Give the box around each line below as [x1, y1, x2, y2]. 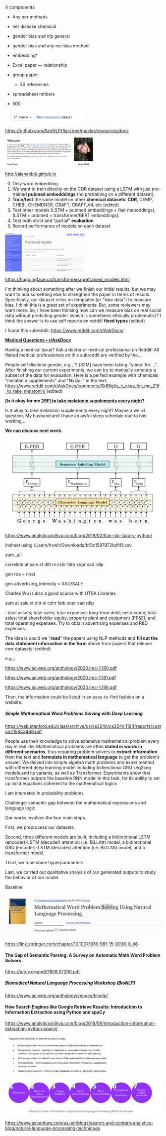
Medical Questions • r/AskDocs [5, 337, 71, 343]
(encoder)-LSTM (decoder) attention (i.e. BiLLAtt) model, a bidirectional [5, 839, 151, 845]
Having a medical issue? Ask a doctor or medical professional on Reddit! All [5, 346, 160, 352]
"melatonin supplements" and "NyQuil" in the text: [5, 377, 108, 383]
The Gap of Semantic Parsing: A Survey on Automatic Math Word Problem [5, 952, 161, 958]
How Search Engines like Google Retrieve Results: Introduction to [5, 1004, 142, 1010]
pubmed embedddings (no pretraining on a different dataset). [28, 191, 155, 197]
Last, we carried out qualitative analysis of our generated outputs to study [5, 869, 156, 875]
